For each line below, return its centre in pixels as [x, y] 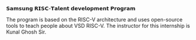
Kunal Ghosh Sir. [26, 32]
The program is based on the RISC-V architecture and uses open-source [94, 19]
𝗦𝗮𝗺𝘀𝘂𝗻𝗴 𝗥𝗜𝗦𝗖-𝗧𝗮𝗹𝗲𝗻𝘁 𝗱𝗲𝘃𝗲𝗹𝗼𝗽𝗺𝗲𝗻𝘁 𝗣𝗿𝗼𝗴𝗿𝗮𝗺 [71, 8]
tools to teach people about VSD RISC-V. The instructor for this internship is [98, 26]
